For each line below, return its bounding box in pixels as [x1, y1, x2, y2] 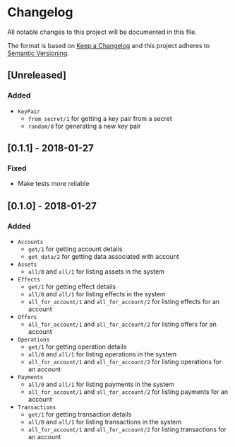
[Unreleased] [7, 69, 67, 81]
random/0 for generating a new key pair [28, 122, 141, 130]
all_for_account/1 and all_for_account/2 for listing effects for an [28, 298, 220, 306]
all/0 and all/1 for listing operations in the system [28, 350, 177, 358]
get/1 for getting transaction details [28, 410, 132, 418]
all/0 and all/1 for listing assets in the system [28, 267, 164, 276]
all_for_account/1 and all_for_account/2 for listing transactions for [28, 425, 227, 434]
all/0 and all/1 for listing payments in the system [28, 380, 174, 388]
